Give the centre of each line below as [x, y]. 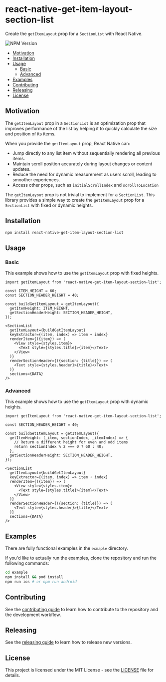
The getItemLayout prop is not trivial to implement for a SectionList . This [80, 194]
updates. [21, 169]
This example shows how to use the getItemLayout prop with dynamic [77, 402]
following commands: [27, 563]
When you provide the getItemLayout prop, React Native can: [68, 143]
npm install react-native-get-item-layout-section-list [64, 232]
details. [13, 676]
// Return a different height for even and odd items [71, 442]
